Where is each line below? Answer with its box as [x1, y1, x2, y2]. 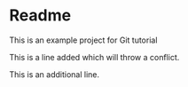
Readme [9, 5, 72, 26]
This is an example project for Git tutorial [9, 35, 158, 45]
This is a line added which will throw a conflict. [9, 51, 180, 62]
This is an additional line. [9, 68, 100, 80]
